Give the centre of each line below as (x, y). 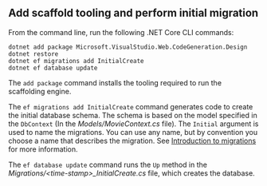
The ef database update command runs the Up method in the (108, 164)
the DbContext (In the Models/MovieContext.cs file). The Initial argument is (133, 124)
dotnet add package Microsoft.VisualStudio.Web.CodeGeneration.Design (128, 47)
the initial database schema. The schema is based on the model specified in (133, 115)
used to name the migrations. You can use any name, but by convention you (133, 132)
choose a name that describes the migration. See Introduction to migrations (132, 140)
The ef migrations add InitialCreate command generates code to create (131, 106)
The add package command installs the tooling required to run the (115, 82)
